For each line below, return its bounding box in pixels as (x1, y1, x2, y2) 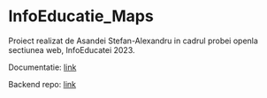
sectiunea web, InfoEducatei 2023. (8, 44, 135, 55)
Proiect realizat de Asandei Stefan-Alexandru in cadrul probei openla (8, 35, 258, 46)
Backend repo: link (8, 79, 77, 89)
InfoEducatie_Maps (8, 6, 154, 26)
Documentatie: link (8, 62, 77, 72)
